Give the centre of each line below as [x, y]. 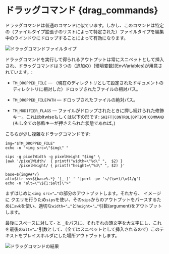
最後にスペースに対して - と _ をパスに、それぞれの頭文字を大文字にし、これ [83, 223]
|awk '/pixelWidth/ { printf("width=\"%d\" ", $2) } [64, 161]
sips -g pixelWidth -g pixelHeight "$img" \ [53, 157]
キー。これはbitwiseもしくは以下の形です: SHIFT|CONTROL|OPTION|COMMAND [88, 117]
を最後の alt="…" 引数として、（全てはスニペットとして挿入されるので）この [82, 229]
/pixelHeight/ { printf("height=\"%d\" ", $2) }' [72, 165]
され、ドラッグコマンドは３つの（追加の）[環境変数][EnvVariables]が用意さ [84, 66]
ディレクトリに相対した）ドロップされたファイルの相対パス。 [76, 89]
